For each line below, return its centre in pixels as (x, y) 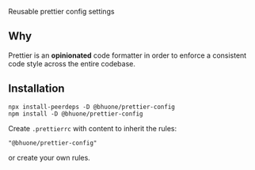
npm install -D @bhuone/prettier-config (76, 114)
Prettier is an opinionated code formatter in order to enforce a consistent (127, 55)
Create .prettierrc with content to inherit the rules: (93, 128)
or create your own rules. (49, 157)
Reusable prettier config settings (61, 11)
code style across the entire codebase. (72, 63)
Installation (36, 89)
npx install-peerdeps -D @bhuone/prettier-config (92, 107)
